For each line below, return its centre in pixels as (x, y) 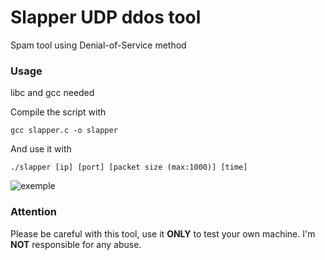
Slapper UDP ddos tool (106, 17)
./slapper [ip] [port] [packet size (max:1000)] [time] (129, 167)
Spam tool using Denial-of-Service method (98, 45)
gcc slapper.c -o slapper (64, 131)
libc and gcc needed (52, 93)
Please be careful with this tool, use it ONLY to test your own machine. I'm (163, 233)
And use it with (41, 149)
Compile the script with (58, 112)
